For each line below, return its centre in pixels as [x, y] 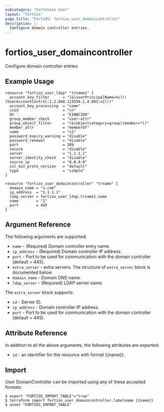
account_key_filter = [37, 97]
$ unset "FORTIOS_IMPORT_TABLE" [38, 405]
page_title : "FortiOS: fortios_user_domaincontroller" [63, 19]
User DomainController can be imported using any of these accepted [75, 382]
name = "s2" [43, 132]
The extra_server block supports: [40, 292]
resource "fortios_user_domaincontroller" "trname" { [62, 184]
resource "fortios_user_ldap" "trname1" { [49, 93]
